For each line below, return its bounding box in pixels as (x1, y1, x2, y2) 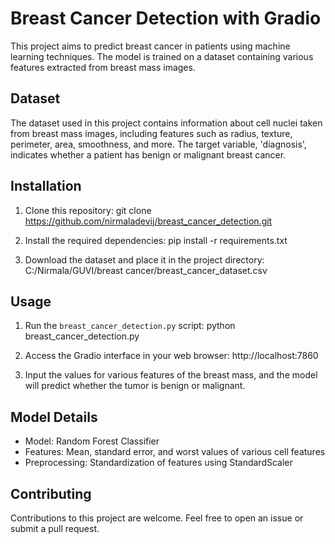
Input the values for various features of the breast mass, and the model (24, 369, 318, 381)
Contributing (10, 485, 92, 502)
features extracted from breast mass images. (10, 61, 196, 73)
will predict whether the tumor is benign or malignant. (24, 380, 246, 392)
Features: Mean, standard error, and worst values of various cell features (24, 446, 326, 458)
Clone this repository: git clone (24, 204, 152, 216)
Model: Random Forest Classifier (24, 435, 160, 447)
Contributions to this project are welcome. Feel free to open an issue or (10, 512, 304, 524)
